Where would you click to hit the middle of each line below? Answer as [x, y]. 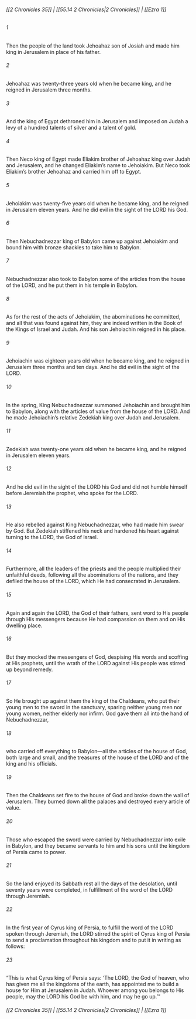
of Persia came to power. [36, 852]
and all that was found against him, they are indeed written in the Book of [94, 323]
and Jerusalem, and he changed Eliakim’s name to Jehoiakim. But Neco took [98, 165]
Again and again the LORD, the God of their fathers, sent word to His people [97, 613]
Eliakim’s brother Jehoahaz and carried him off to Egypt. [74, 172]
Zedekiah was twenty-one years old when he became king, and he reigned [96, 449]
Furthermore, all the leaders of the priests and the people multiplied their [94, 569]
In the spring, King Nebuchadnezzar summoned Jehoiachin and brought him [98, 405]
